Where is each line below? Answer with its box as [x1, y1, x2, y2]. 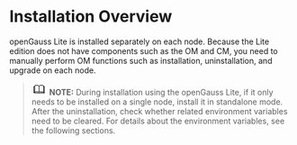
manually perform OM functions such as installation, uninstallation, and [9, 55, 273, 66]
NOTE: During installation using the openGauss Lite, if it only [49, 86, 274, 97]
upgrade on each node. [9, 65, 96, 76]
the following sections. [31, 124, 116, 136]
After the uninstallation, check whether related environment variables [31, 105, 288, 116]
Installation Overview [9, 6, 173, 27]
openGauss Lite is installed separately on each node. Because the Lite [9, 36, 270, 47]
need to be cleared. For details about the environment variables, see [31, 115, 285, 126]
